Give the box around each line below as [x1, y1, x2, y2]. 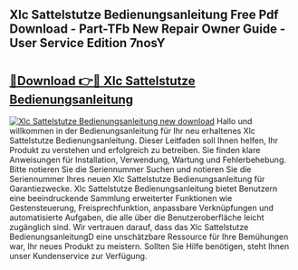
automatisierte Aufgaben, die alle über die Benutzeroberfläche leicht [9, 212, 264, 223]
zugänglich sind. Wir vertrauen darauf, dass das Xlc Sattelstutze [9, 222, 249, 232]
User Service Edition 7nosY [9, 35, 166, 51]
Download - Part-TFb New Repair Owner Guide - [9, 22, 286, 37]
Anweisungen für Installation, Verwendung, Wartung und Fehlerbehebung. [9, 154, 287, 165]
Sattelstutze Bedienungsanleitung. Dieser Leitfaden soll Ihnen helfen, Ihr [9, 135, 279, 146]
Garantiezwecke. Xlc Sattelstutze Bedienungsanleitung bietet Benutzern [9, 183, 278, 194]
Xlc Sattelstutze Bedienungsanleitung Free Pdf [9, 7, 279, 23]
